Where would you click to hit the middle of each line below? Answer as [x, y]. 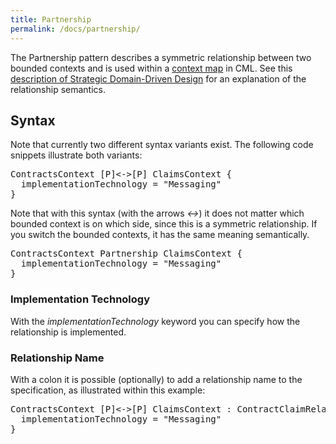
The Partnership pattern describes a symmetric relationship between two [161, 57]
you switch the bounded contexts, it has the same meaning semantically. [160, 235]
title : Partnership [51, 19]
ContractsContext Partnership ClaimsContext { [126, 254]
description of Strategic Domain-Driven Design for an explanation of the [158, 78]
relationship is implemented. [68, 332]
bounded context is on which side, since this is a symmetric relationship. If [164, 224]
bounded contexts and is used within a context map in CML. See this [151, 68]
